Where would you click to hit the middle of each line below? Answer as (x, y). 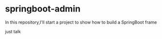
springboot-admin (43, 9)
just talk (13, 31)
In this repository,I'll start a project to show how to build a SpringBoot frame (81, 22)
